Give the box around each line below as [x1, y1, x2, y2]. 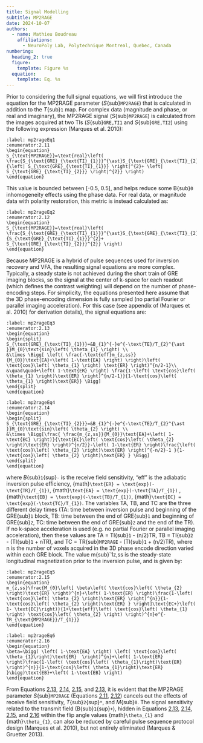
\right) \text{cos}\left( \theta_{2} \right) [6, 612, 123, 618]
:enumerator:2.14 [6, 405, 50, 411]
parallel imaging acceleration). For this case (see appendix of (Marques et [6, 302, 190, 309]
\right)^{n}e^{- [124, 612, 166, 618]
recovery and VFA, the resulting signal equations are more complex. [6, 263, 175, 271]
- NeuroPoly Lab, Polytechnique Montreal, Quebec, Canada [22, 43, 172, 49]
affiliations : [17, 37, 53, 43]
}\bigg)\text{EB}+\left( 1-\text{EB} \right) [6, 670, 123, 676]
